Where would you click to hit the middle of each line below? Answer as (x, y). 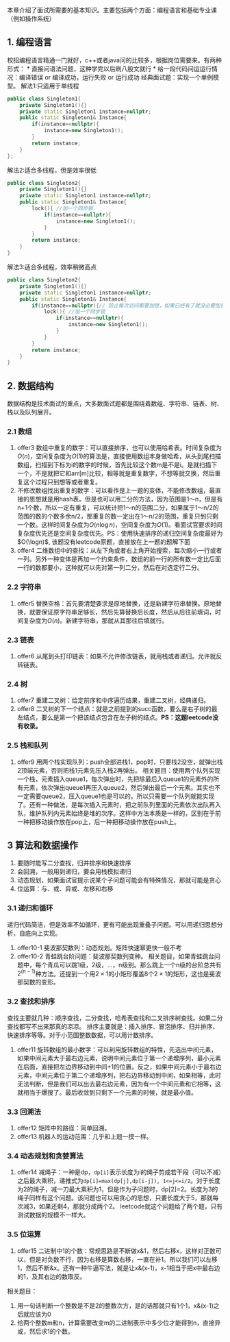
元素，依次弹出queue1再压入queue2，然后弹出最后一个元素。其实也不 (122, 787)
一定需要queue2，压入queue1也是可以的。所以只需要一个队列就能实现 (116, 796)
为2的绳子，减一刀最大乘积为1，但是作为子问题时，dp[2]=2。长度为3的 (117, 1189)
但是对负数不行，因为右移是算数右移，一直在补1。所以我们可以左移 (123, 1259)
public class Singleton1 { (44, 99)
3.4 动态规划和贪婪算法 (45, 1156)
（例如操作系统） (31, 18)
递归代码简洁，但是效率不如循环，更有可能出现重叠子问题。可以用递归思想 (112, 924)
